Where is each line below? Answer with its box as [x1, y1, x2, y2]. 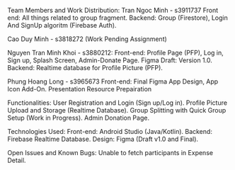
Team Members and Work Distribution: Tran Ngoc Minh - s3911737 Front [7, 6, 219, 14]
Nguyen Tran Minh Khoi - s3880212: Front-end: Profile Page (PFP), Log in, [7, 49, 224, 57]
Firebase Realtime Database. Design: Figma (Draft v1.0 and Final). [7, 135, 199, 143]
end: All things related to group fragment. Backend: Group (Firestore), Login [7, 13, 228, 22]
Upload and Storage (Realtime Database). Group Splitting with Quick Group [7, 106, 227, 114]
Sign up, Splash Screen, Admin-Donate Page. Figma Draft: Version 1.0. [7, 56, 212, 64]
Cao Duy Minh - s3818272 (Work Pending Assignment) [7, 35, 168, 43]
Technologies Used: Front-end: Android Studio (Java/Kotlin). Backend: [7, 127, 212, 135]
